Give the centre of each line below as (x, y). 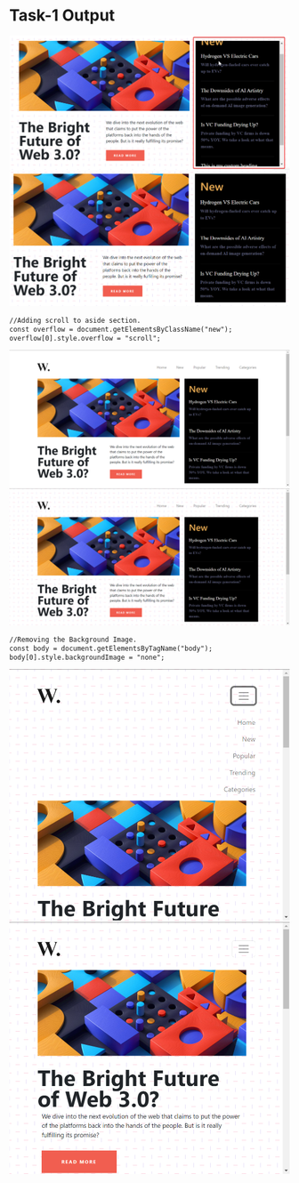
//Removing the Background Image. (73, 640)
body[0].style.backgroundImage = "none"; (87, 657)
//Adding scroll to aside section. (75, 321)
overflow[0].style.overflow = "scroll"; (85, 339)
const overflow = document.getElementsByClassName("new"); (121, 330)
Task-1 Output (62, 16)
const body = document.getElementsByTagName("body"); (111, 648)
